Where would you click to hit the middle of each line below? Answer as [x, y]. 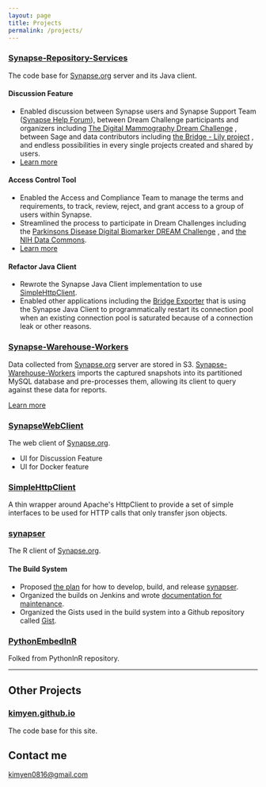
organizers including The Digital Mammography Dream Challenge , [128, 128]
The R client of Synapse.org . [55, 551]
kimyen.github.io [42, 713]
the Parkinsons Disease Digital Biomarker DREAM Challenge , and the [133, 232]
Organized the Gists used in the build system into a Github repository [132, 611]
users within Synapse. [56, 214]
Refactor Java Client [42, 266]
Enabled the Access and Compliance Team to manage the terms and [131, 198]
